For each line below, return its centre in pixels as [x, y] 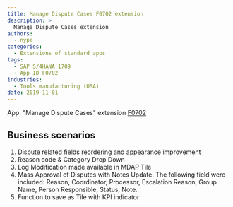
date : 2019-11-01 [33, 93]
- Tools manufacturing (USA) [56, 86]
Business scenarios [52, 135]
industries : [25, 79]
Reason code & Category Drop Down [71, 159]
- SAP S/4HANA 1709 [42, 66]
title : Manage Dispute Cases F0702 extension [75, 14]
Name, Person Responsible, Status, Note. [77, 189]
